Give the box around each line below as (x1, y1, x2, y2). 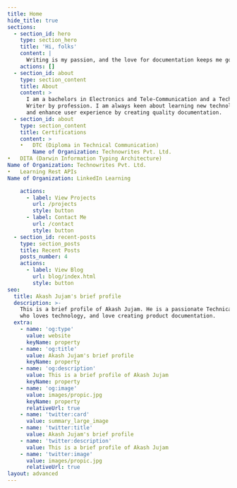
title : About (20, 83, 59, 90)
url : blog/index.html (32, 273, 97, 280)
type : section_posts (20, 240, 80, 248)
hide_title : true (7, 17, 59, 24)
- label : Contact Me (25, 214, 87, 221)
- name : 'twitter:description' (20, 437, 112, 444)
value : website (25, 332, 71, 339)
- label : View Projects (25, 194, 97, 202)
